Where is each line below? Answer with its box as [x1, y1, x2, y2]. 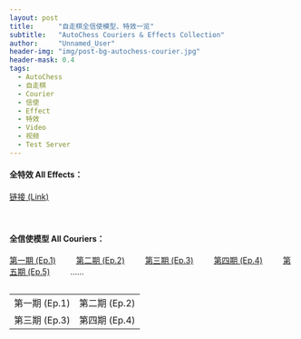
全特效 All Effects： [9, 169, 83, 180]
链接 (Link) [9, 191, 50, 202]
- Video [17, 124, 47, 133]
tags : [9, 65, 30, 74]
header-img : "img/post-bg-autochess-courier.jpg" [9, 47, 201, 56]
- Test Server [17, 140, 71, 149]
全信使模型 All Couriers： [9, 233, 105, 244]
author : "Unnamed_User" [9, 38, 116, 48]
